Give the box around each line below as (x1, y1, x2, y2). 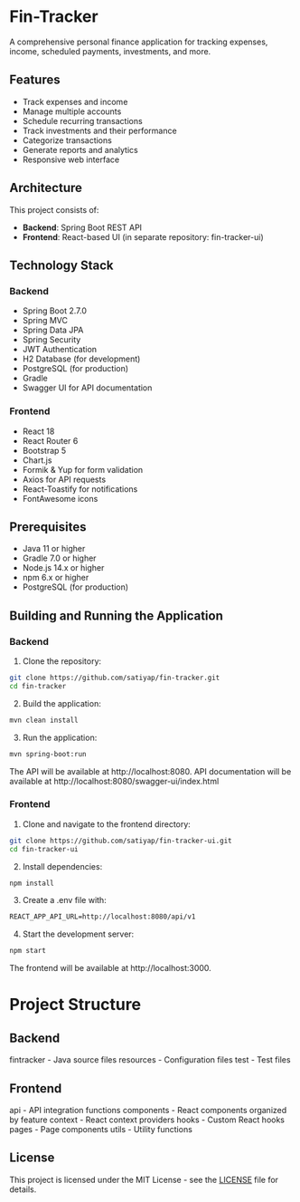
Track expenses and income (22, 96, 128, 107)
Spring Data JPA (22, 324, 84, 336)
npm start (9, 947, 47, 956)
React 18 (22, 426, 55, 437)
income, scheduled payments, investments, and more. (9, 45, 211, 56)
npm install (9, 879, 54, 888)
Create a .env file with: (22, 895, 107, 906)
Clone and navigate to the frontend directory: (22, 818, 192, 830)
